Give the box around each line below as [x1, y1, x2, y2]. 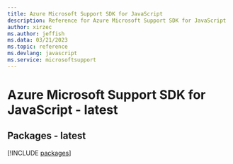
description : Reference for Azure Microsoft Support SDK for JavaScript [7, 17, 227, 24]
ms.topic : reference [7, 43, 69, 50]
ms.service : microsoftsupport [7, 57, 97, 64]
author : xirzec [7, 23, 52, 30]
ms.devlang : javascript [7, 50, 78, 57]
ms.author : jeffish [7, 30, 65, 37]
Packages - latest [7, 130, 86, 142]
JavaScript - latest [7, 102, 118, 117]
